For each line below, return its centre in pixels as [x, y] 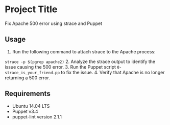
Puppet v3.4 [25, 111]
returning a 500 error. [28, 78]
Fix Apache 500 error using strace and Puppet [54, 23]
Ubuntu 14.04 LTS [31, 106]
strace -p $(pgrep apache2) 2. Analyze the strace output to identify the [80, 61]
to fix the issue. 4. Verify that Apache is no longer [113, 72]
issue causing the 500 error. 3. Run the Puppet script [60, 67]
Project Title [31, 9]
